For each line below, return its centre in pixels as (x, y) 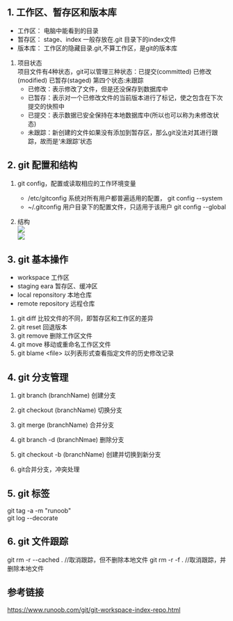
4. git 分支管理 (38, 377)
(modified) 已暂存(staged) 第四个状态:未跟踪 (80, 80)
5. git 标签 (29, 493)
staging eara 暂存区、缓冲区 (57, 286)
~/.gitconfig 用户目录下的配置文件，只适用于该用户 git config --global (127, 207)
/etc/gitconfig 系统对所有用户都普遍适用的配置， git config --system (125, 198)
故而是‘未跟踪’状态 (66, 141)
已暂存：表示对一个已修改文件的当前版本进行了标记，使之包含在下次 (125, 97)
